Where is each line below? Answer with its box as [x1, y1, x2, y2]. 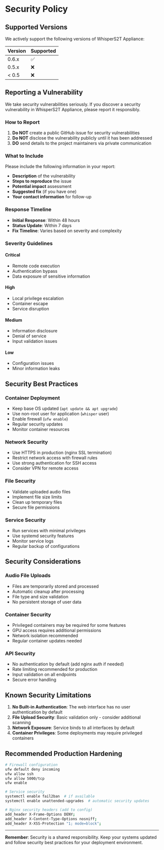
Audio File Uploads [5, 572, 51, 579]
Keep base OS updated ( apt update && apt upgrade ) [12, 405, 118, 412]
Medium [5, 317, 22, 323]
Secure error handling [12, 677, 57, 683]
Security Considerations [5, 557, 82, 566]
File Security [5, 477, 36, 484]
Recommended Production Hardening [5, 749, 123, 757]
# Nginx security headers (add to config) [5, 807, 93, 812]
